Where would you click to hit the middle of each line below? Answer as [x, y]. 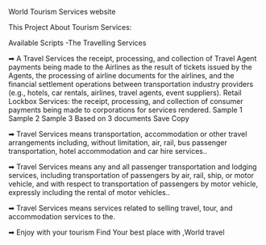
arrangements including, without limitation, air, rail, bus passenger [118, 143]
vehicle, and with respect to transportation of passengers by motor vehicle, [133, 184]
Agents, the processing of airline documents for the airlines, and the [121, 75]
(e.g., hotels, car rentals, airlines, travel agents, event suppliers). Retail [125, 93]
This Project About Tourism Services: [70, 27]
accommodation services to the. [62, 216]
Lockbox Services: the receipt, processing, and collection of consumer [126, 101]
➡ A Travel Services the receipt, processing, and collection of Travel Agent [133, 58]
